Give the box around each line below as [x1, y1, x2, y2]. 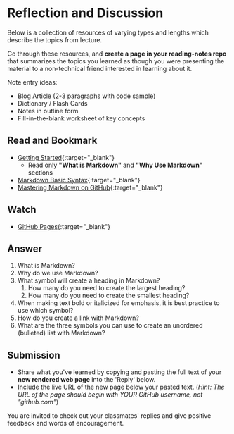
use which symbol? [17, 306, 74, 315]
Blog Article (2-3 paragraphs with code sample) [17, 92, 156, 100]
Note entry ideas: [7, 77, 58, 86]
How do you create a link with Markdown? [17, 314, 139, 322]
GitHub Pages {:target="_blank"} [17, 222, 111, 230]
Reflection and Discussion [7, 5, 164, 21]
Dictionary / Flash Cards [17, 99, 88, 107]
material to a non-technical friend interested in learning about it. [7, 64, 193, 73]
